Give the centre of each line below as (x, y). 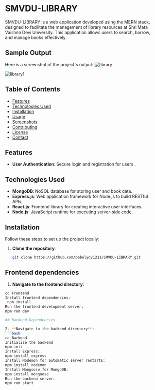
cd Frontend (17, 293)
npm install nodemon (26, 365)
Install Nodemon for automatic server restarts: (55, 361)
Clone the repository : (34, 248)
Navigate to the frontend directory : (48, 284)
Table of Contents (33, 89)
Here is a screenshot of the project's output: (49, 64)
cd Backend (16, 338)
